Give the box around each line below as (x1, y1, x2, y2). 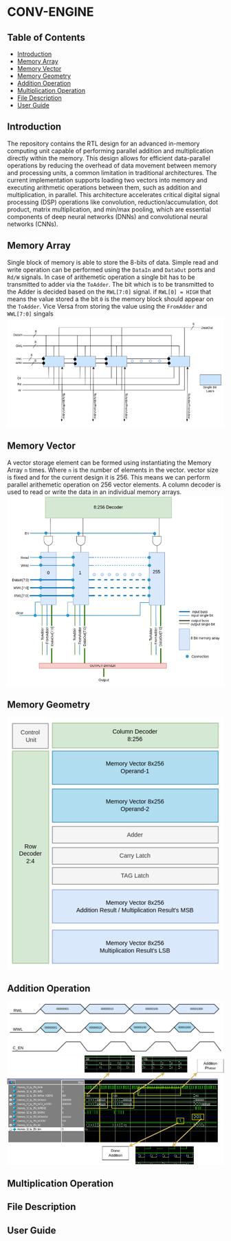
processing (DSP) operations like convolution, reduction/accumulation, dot (7, 198, 219, 206)
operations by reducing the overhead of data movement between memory (7, 161, 217, 170)
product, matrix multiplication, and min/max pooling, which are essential (7, 205, 211, 214)
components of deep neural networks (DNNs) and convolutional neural (7, 212, 208, 220)
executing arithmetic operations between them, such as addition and (7, 183, 201, 192)
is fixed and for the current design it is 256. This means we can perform (7, 473, 210, 481)
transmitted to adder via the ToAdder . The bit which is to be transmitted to (7, 280, 214, 288)
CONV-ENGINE (7, 4, 94, 20)
